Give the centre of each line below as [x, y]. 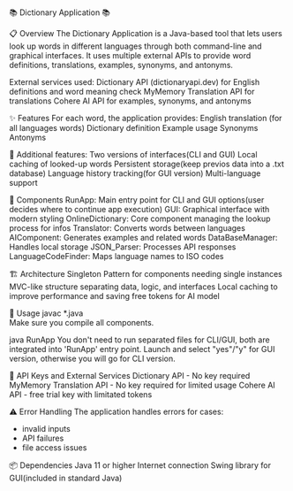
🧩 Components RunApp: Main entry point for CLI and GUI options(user [137, 200]
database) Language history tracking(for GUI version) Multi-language [135, 173]
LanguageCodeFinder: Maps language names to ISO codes [116, 256]
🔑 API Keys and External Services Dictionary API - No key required [130, 376]
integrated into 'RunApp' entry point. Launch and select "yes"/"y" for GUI [142, 349]
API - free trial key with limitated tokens [81, 395]
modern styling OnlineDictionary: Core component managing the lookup [140, 219]
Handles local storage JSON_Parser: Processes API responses [123, 247]
